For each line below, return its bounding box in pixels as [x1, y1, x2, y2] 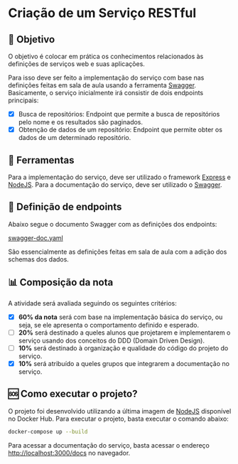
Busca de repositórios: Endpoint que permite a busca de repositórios [18, 110, 220, 118]
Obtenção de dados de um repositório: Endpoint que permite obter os [18, 126, 223, 134]
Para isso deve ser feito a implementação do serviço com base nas [8, 73, 205, 82]
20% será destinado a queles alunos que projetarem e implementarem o [18, 328, 231, 337]
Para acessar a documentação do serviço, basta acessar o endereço [8, 441, 210, 449]
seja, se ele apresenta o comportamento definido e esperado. [18, 320, 200, 329]
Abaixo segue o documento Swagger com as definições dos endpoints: [8, 220, 217, 228]
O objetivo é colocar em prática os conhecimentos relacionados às [8, 52, 204, 60]
